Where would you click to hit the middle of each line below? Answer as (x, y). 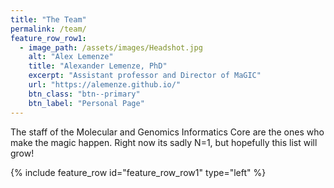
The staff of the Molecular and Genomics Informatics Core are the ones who (167, 132)
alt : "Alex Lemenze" (71, 57)
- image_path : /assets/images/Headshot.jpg (111, 47)
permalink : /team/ (48, 29)
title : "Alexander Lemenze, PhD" (98, 66)
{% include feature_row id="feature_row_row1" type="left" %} (138, 172)
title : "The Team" (48, 19)
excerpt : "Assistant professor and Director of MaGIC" (145, 76)
